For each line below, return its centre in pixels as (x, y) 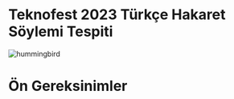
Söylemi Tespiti (61, 32)
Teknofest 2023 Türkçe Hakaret (117, 15)
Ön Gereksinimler (68, 86)
